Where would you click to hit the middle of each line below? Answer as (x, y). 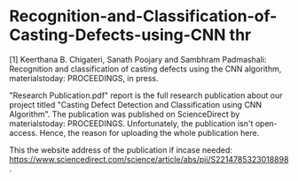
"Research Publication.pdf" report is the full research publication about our (146, 95)
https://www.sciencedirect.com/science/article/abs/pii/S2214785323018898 (149, 159)
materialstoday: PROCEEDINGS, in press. (84, 78)
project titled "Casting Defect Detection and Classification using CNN (136, 104)
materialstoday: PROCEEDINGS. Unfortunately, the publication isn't (131, 123)
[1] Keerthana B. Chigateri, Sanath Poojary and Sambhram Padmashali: (138, 59)
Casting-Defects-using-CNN (118, 35)
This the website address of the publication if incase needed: (121, 150)
